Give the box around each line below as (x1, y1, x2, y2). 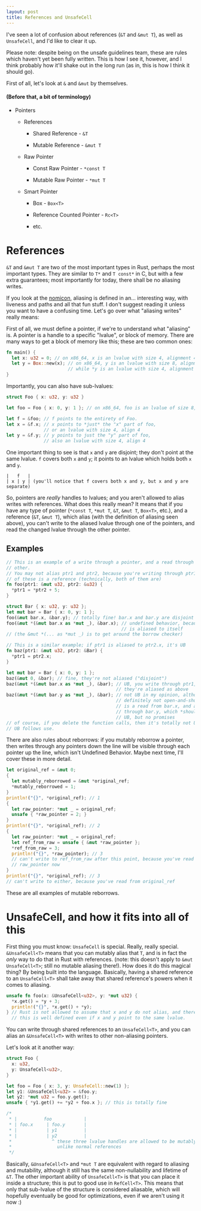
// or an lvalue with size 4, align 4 (44, 427, 141, 433)
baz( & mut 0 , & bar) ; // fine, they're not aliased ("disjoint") (6, 675, 167, 681)
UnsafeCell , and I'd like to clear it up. (6, 37, 97, 44)
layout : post (6, 8, 39, 15)
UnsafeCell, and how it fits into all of (6, 911, 190, 924)
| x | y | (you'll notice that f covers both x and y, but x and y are (6, 478, 188, 484)
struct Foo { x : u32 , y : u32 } (6, 394, 84, 400)
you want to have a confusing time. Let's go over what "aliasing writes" (6, 307, 182, 314)
